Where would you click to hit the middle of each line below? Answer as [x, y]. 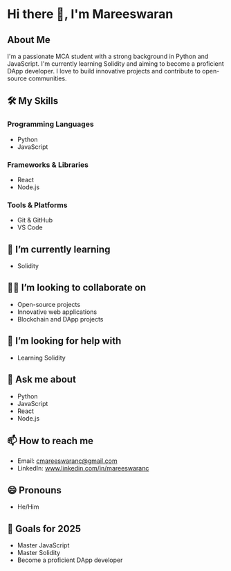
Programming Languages [51, 124]
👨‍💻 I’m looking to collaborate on [77, 288]
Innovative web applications [57, 312]
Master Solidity [39, 552]
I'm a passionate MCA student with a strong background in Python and [108, 56]
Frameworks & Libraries [48, 164]
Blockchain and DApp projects [60, 319]
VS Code [30, 227]
